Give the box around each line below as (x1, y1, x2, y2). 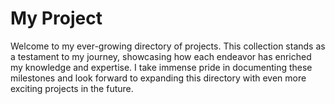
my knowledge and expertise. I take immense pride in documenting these (10, 61, 313, 73)
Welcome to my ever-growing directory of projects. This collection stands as (10, 40, 326, 52)
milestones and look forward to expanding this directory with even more (10, 72, 307, 84)
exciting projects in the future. (10, 82, 134, 94)
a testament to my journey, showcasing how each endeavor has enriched (10, 50, 312, 62)
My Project (10, 7, 103, 30)
